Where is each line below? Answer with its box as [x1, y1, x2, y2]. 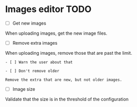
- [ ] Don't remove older [5, 69, 59, 74]
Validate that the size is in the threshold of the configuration [5, 96, 129, 102]
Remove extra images [12, 40, 58, 46]
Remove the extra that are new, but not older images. [5, 77, 122, 82]
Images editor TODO [5, 4, 92, 15]
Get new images [12, 20, 47, 26]
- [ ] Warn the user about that [5, 60, 73, 65]
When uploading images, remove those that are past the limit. [5, 50, 132, 56]
